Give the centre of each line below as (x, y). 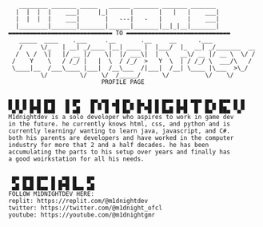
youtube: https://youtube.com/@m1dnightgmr (82, 215)
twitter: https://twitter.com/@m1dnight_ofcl (85, 208)
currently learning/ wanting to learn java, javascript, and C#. (119, 131)
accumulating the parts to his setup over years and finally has (119, 152)
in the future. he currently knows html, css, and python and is (119, 124)
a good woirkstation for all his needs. (77, 159)
